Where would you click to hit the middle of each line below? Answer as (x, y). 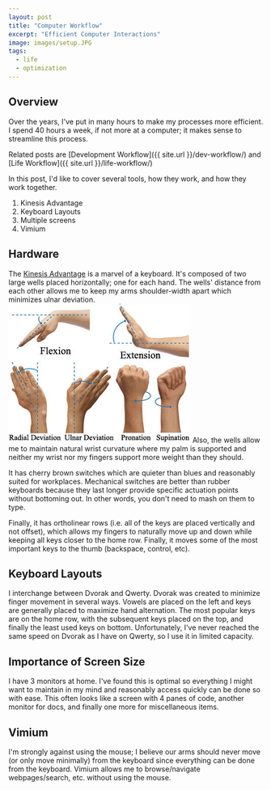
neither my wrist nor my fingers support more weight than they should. (126, 457)
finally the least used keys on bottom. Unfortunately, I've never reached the (134, 627)
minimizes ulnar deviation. (52, 299)
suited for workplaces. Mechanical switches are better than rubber (119, 481)
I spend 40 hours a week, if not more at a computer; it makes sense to (125, 130)
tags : (17, 51)
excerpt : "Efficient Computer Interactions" (85, 34)
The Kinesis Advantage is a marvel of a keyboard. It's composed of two (127, 273)
